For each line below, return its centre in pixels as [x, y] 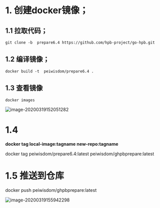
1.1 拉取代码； [27, 31]
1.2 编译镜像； [27, 59]
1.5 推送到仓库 [35, 176]
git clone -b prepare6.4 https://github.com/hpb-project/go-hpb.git [80, 43]
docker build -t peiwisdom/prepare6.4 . [50, 71]
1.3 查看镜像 [24, 88]
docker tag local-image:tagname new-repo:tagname [62, 144]
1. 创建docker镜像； [47, 10]
